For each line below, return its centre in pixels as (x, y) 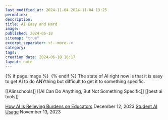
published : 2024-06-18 (29, 33)
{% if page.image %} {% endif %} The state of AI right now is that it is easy (84, 76)
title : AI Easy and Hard (31, 24)
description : (19, 19)
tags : (11, 52)
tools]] (12, 97)
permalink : (17, 15)
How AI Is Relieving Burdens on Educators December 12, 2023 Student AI (81, 106)
